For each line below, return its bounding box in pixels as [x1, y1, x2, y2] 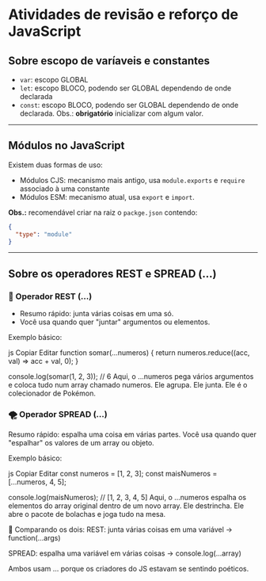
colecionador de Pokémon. [8, 388, 97, 398]
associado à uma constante [19, 184, 110, 193]
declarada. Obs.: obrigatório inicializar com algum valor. [19, 109, 204, 118]
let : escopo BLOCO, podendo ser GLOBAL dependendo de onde [19, 83, 232, 93]
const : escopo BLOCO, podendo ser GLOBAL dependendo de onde [19, 101, 239, 109]
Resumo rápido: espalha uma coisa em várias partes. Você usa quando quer [8, 430, 257, 439]
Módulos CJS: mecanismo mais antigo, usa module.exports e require [19, 175, 245, 185]
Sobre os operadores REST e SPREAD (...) [8, 267, 217, 281]
